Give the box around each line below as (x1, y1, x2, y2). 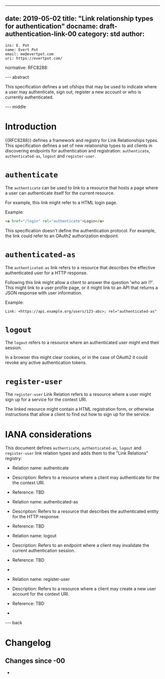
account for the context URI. (12, 591, 70, 597)
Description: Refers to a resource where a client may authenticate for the (12, 474, 160, 481)
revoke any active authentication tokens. (5, 359, 87, 365)
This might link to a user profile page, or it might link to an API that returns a (5, 285, 158, 290)
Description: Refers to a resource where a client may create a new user (12, 586, 156, 592)
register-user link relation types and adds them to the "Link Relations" (5, 450, 148, 456)
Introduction (5, 121, 57, 132)
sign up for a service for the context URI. (5, 396, 87, 402)
